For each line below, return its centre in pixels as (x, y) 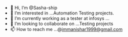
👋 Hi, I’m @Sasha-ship (34, 8)
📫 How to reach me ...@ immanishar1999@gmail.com (66, 29)
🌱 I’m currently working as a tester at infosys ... (60, 18)
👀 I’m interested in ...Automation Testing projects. (62, 13)
